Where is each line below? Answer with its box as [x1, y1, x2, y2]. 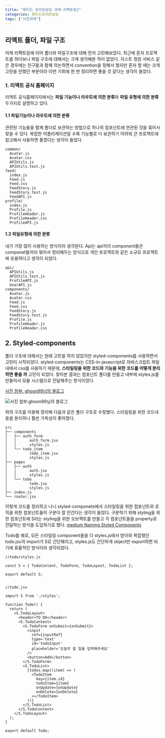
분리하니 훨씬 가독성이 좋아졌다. [14, 415, 75, 421]
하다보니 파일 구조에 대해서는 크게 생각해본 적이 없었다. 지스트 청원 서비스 [14, 56, 155, 62]
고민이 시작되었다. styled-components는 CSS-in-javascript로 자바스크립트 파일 [5, 359, 160, 365]
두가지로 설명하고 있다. [5, 100, 49, 106]
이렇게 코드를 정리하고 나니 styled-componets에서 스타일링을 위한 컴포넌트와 [5, 503, 154, 509]
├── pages [5, 460, 26, 465]
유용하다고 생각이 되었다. [10, 255, 58, 261]
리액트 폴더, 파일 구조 [5, 36, 66, 44]
